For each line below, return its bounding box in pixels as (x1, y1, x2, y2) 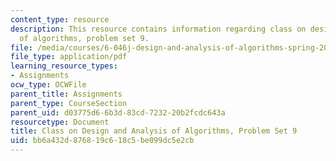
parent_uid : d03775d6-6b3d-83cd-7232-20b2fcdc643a (10, 107, 226, 118)
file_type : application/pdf (10, 52, 128, 62)
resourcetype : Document (10, 117, 110, 127)
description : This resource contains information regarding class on (10, 24, 307, 34)
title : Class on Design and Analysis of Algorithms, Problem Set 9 (10, 126, 298, 136)
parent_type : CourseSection (10, 98, 128, 108)
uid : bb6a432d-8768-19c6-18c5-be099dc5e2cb (10, 136, 195, 146)
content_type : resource (10, 14, 110, 25)
